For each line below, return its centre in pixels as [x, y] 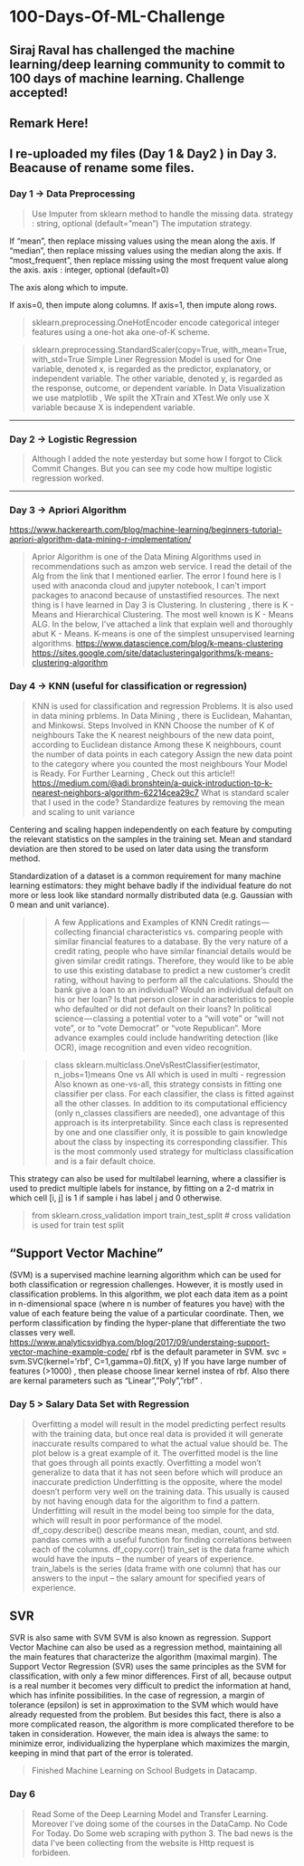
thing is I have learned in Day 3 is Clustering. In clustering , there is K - [162, 605]
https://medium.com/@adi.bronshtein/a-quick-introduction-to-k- [152, 783]
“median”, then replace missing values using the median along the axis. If [146, 250]
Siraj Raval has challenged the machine [122, 50]
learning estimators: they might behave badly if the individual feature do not [151, 885]
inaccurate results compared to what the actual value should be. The [160, 1443]
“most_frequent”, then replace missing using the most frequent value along [149, 260]
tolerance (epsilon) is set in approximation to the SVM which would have [144, 1705]
